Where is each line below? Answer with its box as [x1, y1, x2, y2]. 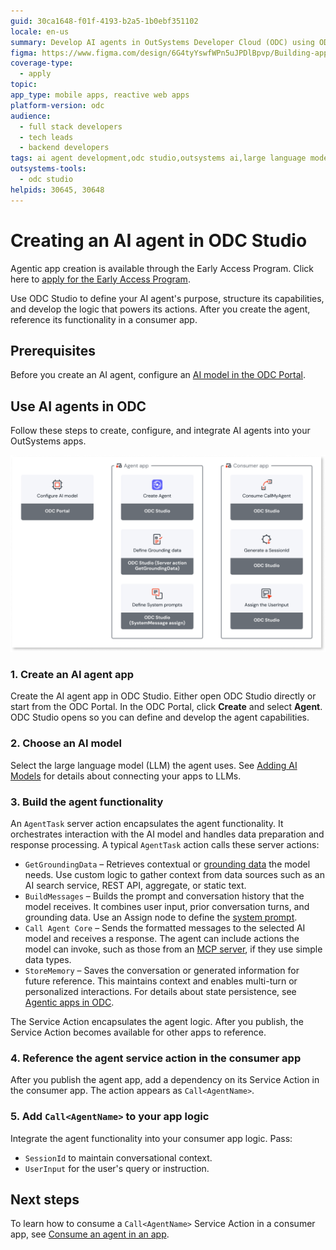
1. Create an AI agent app [10, 668, 135, 682]
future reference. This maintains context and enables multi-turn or [24, 975, 298, 987]
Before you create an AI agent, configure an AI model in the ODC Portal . [10, 369, 307, 381]
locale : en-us [10, 26, 70, 37]
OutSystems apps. [10, 435, 87, 447]
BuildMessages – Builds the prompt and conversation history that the [24, 890, 305, 902]
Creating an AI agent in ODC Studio [10, 229, 308, 252]
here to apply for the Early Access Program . [10, 273, 191, 285]
